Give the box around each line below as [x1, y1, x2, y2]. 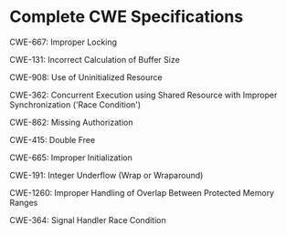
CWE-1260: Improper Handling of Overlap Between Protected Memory [9, 187, 275, 198]
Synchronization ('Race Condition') [9, 98, 142, 110]
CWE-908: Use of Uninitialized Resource [9, 71, 163, 83]
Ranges [9, 197, 38, 208]
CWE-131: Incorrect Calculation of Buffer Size [9, 54, 180, 65]
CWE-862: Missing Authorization [9, 117, 133, 128]
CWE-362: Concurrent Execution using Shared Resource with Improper [9, 89, 278, 100]
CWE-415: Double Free [9, 134, 96, 145]
